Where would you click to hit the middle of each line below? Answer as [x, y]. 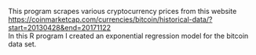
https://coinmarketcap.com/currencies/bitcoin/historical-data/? [110, 19]
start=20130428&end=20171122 [60, 27]
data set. [22, 44]
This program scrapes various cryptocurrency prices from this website [123, 11]
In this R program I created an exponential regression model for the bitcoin [128, 36]
